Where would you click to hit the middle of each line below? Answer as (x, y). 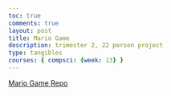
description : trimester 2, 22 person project (85, 46)
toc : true (25, 16)
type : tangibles (35, 53)
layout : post (30, 30)
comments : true (34, 23)
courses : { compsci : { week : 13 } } (66, 61)
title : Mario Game (39, 38)
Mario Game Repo (38, 83)
